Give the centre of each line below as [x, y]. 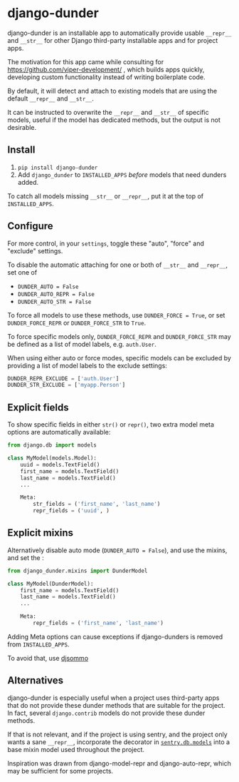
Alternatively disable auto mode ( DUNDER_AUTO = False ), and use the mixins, [117, 550]
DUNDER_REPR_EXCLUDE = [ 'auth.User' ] [63, 379]
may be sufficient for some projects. [60, 771]
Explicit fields [38, 407]
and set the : [26, 557]
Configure [30, 226]
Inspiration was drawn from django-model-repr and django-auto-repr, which [119, 763]
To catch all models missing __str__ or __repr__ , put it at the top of [106, 196]
